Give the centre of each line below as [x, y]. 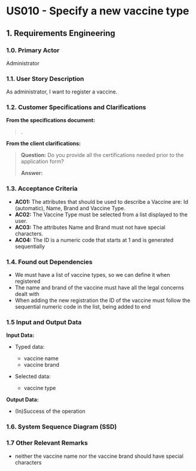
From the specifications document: [51, 120]
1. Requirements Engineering [61, 33]
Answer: [32, 173]
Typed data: [30, 347]
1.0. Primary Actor [33, 50]
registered [27, 281]
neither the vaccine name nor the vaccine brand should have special [99, 456]
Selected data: [33, 376]
